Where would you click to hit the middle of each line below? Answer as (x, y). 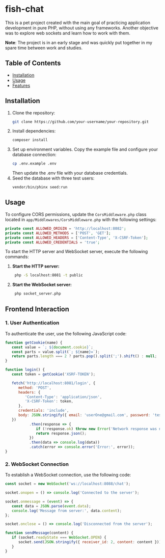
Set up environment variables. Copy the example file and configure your (85, 149)
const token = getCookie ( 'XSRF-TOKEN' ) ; (54, 374)
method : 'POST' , (35, 388)
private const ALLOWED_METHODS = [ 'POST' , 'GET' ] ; (58, 233)
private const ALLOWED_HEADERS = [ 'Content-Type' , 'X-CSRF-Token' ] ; (77, 238)
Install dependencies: (34, 131)
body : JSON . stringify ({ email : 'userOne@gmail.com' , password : (84, 415)
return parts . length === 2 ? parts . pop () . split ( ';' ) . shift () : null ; (84, 356)
